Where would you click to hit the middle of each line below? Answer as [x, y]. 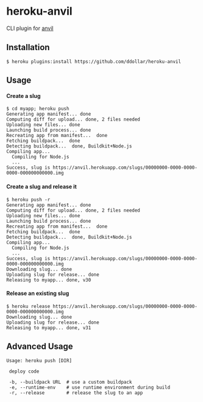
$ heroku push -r [28, 199]
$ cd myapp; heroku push [38, 109]
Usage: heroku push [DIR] [39, 360]
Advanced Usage [40, 347]
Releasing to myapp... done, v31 [49, 328]
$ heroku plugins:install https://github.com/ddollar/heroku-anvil [94, 61]
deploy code [24, 371]
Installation [28, 47]
